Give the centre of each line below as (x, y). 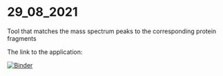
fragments (22, 38)
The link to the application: (45, 52)
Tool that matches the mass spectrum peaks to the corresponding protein (112, 31)
